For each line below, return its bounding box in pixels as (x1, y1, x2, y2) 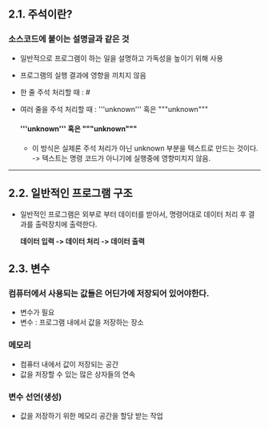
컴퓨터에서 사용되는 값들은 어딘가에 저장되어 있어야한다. (8, 288, 210, 299)
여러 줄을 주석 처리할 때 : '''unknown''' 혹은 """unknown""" (19, 104, 208, 114)
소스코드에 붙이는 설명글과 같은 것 (8, 34, 130, 45)
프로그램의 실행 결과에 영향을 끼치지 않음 (19, 70, 147, 80)
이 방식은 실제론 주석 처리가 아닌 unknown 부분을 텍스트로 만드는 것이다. (31, 143, 259, 153)
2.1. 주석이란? (8, 7, 73, 22)
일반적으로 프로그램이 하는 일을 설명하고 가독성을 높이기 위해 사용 (19, 53, 223, 62)
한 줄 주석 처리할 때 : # (19, 87, 90, 97)
